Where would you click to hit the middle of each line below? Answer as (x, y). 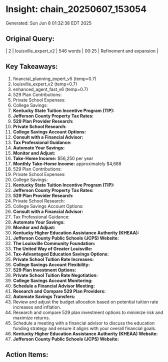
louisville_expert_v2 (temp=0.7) (45, 84)
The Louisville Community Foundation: (54, 243)
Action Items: (27, 354)
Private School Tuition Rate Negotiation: (55, 275)
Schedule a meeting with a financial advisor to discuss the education (84, 323)
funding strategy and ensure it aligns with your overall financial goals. (84, 328)
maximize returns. (31, 317)
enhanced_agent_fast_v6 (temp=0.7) (50, 89)
